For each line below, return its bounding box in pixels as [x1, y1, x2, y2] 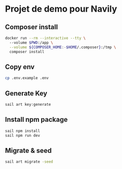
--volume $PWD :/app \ [9, 40, 53, 45]
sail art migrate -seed [5, 159, 53, 164]
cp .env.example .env [5, 75, 49, 81]
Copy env [5, 62, 35, 71]
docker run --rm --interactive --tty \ [5, 36, 86, 40]
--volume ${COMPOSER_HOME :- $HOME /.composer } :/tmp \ [9, 45, 117, 50]
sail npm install [5, 128, 40, 133]
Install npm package [5, 115, 68, 124]
